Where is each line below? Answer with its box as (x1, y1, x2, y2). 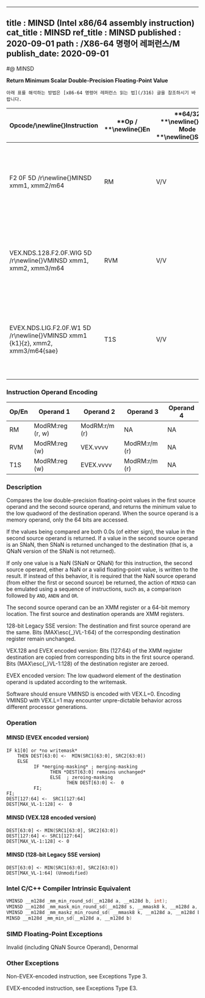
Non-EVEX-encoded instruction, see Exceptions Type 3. (6, 973, 148, 980)
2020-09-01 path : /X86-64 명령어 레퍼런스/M (6, 39, 180, 49)
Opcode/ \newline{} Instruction (9, 121, 99, 129)
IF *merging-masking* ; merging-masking (33, 764, 138, 770)
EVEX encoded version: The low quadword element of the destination (6, 672, 181, 680)
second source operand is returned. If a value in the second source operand (6, 535, 198, 542)
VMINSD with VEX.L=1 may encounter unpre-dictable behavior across (6, 697, 182, 704)
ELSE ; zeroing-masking (49, 774, 113, 781)
